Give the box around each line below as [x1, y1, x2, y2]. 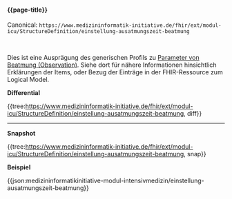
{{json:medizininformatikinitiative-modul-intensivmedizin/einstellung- [7, 176, 205, 185]
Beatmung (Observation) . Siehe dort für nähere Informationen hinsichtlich [7, 61, 217, 69]
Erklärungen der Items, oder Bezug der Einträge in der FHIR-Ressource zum [7, 68, 223, 76]
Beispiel [7, 163, 31, 171]
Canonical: [7, 21, 38, 29]
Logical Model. [7, 76, 50, 84]
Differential [7, 89, 40, 97]
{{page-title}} [7, 6, 48, 14]
